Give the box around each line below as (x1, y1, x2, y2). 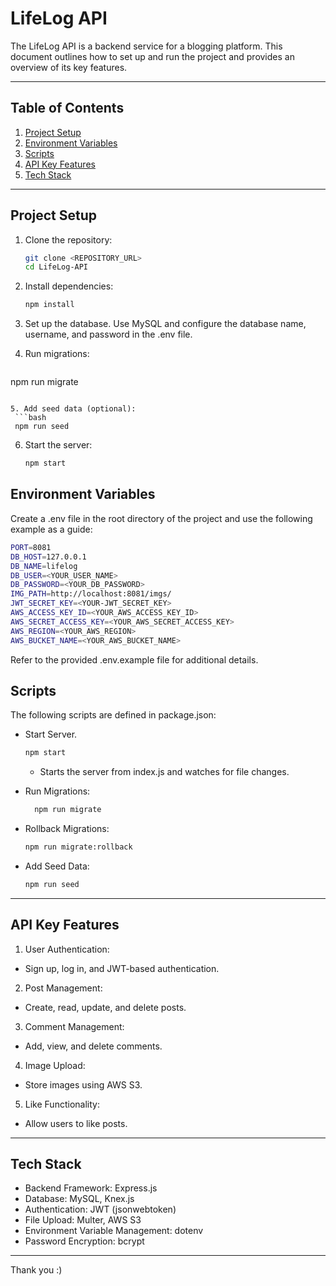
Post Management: (24, 982, 103, 994)
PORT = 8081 (10, 542, 52, 552)
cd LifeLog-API (24, 262, 89, 272)
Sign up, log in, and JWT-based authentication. (24, 962, 220, 974)
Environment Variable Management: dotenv (24, 1225, 204, 1237)
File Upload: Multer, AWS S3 (24, 1214, 142, 1226)
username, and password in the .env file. (24, 328, 193, 341)
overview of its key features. (10, 61, 128, 73)
